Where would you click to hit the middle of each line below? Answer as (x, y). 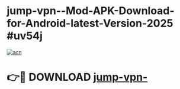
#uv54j (25, 36)
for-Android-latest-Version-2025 (90, 23)
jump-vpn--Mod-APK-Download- (91, 11)
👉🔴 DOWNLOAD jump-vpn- (77, 77)
